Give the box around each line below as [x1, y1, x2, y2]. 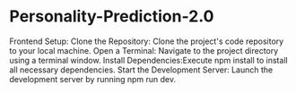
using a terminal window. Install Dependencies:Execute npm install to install [9, 55, 289, 65]
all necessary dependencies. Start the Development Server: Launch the [9, 64, 274, 75]
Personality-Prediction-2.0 [9, 6, 214, 27]
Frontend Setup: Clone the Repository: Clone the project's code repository [9, 36, 284, 46]
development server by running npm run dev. [9, 73, 177, 84]
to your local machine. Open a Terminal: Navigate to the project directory [9, 45, 279, 55]
